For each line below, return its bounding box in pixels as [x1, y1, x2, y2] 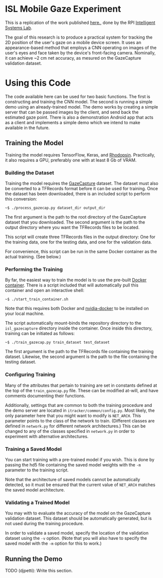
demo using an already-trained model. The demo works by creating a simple [5, 104, 158, 110]
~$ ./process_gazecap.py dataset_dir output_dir [5, 205, 106, 210]
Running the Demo [5, 555, 63, 563]
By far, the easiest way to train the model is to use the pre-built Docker [5, 277, 147, 283]
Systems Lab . [5, 24, 33, 30]
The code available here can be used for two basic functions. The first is [5, 93, 150, 99]
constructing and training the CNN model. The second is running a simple [5, 99, 153, 105]
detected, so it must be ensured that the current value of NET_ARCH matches [5, 482, 156, 488]
